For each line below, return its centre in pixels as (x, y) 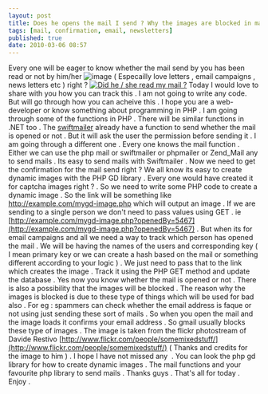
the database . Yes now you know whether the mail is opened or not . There (132, 280)
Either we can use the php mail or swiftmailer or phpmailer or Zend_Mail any (133, 153)
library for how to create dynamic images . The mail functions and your (125, 364)
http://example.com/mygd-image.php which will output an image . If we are (132, 203)
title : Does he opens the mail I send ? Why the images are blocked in (130, 23)
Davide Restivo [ (35, 339)
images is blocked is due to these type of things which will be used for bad (131, 297)
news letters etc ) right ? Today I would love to (134, 85)
